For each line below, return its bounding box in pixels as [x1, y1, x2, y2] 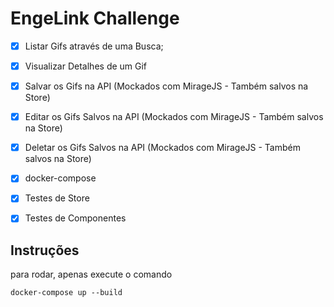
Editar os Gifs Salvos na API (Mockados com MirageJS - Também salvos [24, 111, 324, 123]
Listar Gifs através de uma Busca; [24, 40, 164, 52]
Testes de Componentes [24, 212, 127, 224]
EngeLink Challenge [10, 7, 180, 30]
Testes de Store [24, 192, 90, 204]
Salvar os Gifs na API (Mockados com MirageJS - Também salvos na [24, 80, 309, 92]
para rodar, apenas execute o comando [10, 268, 173, 281]
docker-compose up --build [10, 288, 123, 298]
